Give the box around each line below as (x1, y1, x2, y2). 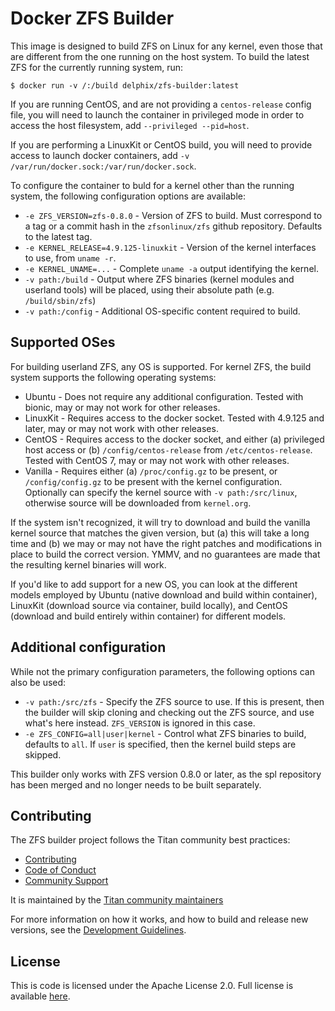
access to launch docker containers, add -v (10, 149, 190, 161)
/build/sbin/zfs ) (24, 294, 97, 306)
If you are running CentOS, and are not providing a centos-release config (10, 98, 312, 110)
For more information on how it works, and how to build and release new (10, 913, 309, 926)
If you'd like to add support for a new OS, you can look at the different (10, 578, 298, 590)
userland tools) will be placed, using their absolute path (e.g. (24, 283, 275, 296)
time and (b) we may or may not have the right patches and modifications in (10, 537, 323, 549)
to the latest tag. (24, 230, 93, 242)
